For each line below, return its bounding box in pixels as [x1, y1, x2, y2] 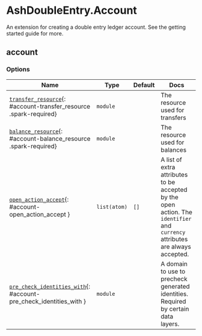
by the [160, 193, 179, 201]
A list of [160, 155, 182, 164]
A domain [160, 259, 188, 268]
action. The [160, 208, 192, 216]
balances [160, 145, 187, 154]
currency [160, 229, 186, 236]
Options [6, 65, 30, 74]
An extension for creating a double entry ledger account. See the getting [6, 23, 186, 31]
